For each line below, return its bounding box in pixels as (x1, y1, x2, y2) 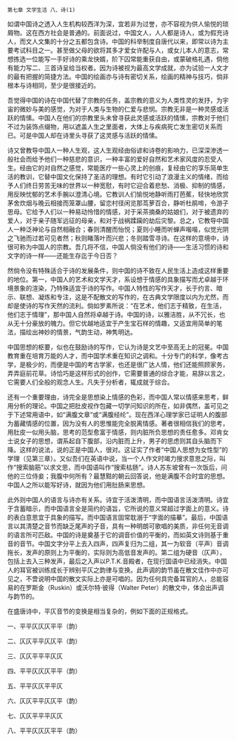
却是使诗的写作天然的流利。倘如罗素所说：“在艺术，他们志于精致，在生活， (7, 301, 226, 310)
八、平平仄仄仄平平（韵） (7, 726, 81, 735)
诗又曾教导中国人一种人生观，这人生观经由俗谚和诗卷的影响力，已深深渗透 (7, 146, 223, 155)
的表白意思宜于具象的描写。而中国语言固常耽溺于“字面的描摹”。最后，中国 (7, 513, 223, 521)
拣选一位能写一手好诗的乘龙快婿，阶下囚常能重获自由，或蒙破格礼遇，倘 (13, 55, 223, 63)
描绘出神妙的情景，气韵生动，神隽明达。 (19, 328, 137, 336)
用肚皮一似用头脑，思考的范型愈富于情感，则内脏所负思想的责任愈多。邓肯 (7, 428, 223, 436)
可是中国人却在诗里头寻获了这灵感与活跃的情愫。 (19, 131, 162, 139)
